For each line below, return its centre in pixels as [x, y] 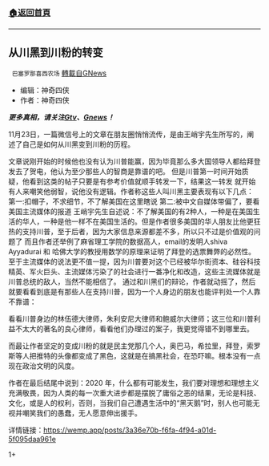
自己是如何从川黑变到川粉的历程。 [78, 144]
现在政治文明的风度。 [43, 366]
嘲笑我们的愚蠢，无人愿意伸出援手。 [82, 413]
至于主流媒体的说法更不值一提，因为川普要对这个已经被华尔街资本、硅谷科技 [134, 261]
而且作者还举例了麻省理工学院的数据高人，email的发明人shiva [126, 241]
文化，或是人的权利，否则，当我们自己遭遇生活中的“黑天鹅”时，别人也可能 [131, 403]
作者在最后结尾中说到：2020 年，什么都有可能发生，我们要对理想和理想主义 [134, 383]
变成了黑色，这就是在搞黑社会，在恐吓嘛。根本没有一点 [169, 356]
